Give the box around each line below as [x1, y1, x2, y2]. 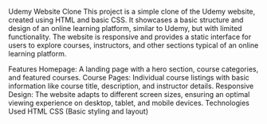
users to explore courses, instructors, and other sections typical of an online [8, 41, 259, 50]
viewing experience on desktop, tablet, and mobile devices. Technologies [8, 99, 249, 107]
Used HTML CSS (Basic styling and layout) [8, 107, 149, 116]
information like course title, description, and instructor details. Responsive [8, 81, 254, 91]
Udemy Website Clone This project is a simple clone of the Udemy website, [8, 7, 256, 16]
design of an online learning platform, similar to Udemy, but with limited [8, 24, 242, 33]
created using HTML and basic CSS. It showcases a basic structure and [8, 15, 244, 25]
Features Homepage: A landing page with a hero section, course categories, [8, 64, 259, 74]
